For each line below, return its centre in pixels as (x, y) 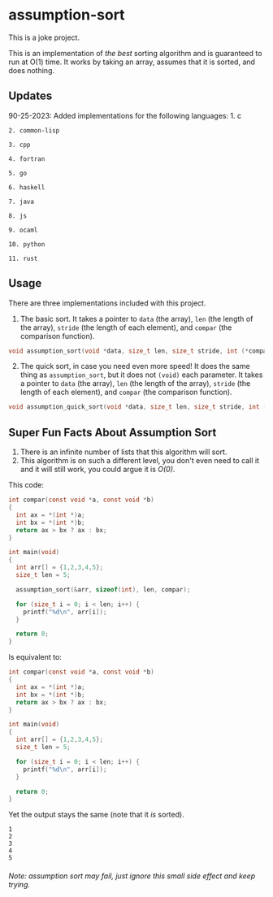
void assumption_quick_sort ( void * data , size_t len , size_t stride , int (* (139, 407)
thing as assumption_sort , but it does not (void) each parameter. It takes (141, 375)
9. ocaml (23, 230)
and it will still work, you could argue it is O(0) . (97, 470)
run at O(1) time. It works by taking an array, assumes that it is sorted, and (132, 62)
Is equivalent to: (35, 657)
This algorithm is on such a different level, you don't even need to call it (140, 461)
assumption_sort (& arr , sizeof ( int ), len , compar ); (103, 589)
